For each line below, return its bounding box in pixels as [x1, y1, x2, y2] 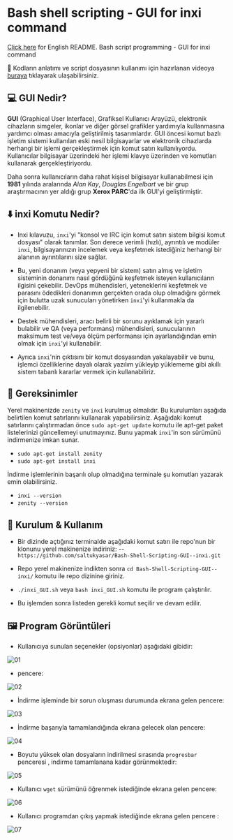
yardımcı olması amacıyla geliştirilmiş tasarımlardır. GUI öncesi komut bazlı [7, 129, 221, 138]
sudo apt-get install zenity [17, 450, 103, 458]
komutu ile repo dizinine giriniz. [34, 572, 125, 580]
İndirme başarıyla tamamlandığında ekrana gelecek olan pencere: [17, 723, 206, 731]
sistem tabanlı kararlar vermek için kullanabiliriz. [17, 367, 156, 376]
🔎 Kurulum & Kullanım [7, 519, 103, 531]
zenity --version [17, 500, 68, 507]
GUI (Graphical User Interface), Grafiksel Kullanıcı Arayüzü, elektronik [7, 114, 207, 123]
